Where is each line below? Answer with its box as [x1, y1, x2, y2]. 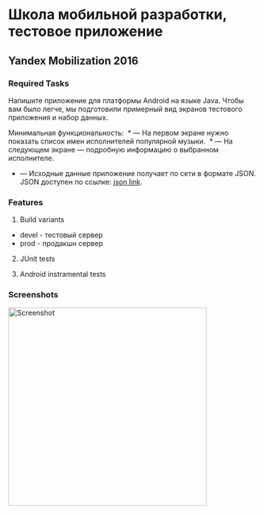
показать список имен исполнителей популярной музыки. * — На [8, 136, 233, 146]
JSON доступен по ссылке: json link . [19, 177, 143, 186]
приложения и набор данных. [8, 113, 109, 122]
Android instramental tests [19, 270, 106, 279]
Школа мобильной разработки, [8, 6, 228, 24]
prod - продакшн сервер [19, 239, 103, 248]
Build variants [19, 215, 65, 224]
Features [8, 197, 44, 208]
